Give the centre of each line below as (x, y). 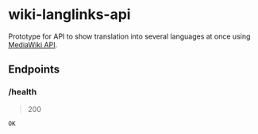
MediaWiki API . (33, 44)
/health (23, 92)
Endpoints (34, 70)
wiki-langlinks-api (69, 15)
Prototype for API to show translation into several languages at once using (129, 36)
